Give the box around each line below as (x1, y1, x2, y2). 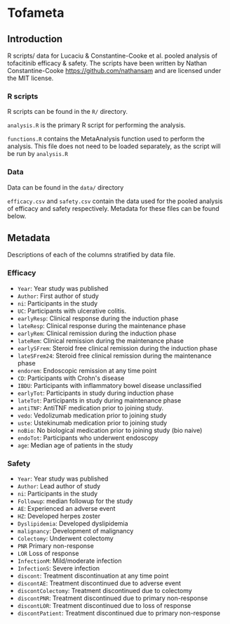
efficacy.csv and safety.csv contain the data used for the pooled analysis (7, 197, 223, 205)
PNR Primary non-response (17, 542, 95, 550)
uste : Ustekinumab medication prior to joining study (17, 418, 168, 427)
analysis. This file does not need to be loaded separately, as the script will (7, 142, 221, 150)
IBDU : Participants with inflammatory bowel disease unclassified (17, 381, 202, 389)
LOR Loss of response (17, 550, 79, 557)
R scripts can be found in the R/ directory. (7, 108, 128, 116)
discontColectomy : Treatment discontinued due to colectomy (17, 587, 193, 594)
